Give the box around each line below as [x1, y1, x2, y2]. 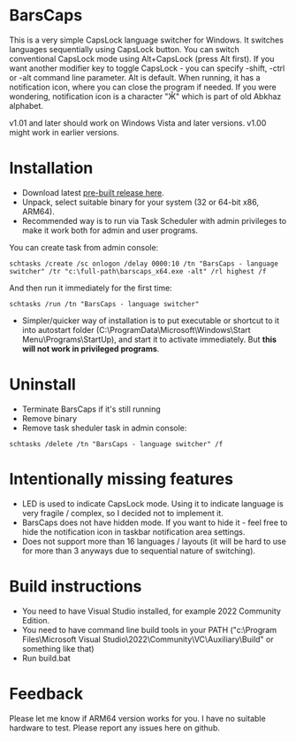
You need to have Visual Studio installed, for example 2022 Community [21, 606, 281, 616]
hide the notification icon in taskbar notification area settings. [21, 526, 246, 537]
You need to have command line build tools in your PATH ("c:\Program [21, 624, 277, 635]
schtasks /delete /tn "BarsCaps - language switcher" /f [9, 439, 224, 448]
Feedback [9, 684, 84, 704]
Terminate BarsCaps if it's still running [21, 404, 161, 414]
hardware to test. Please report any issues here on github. [9, 723, 221, 733]
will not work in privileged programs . [21, 343, 160, 354]
